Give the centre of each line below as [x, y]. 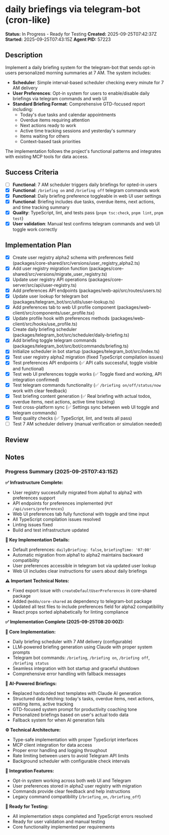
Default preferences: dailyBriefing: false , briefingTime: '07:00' [82, 549]
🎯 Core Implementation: [31, 632]
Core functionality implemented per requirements [63, 827]
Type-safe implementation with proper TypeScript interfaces [75, 739]
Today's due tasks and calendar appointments [68, 114]
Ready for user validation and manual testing [59, 821]
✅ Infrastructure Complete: [34, 482]
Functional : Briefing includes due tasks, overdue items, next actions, [84, 201]
